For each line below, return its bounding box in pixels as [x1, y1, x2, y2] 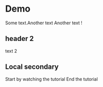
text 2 [5, 48, 18, 54]
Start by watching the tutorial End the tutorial [5, 76, 98, 82]
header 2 [5, 34, 34, 43]
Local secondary [5, 63, 59, 71]
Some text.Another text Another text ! [5, 20, 83, 26]
